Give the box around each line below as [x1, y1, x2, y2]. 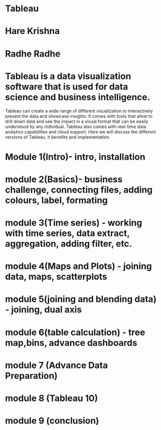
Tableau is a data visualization [5, 70, 131, 82]
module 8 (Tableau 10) [5, 393, 98, 404]
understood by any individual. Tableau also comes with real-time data [5, 124, 146, 130]
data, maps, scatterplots [5, 271, 107, 282]
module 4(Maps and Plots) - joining [5, 261, 152, 272]
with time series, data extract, [5, 228, 130, 239]
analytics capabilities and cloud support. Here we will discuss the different [5, 129, 156, 134]
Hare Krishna [5, 26, 60, 37]
